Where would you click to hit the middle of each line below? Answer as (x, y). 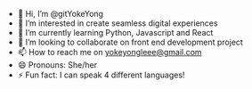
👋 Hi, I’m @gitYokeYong (61, 14)
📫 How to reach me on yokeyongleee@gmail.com (110, 52)
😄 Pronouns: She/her (57, 65)
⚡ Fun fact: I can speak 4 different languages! (101, 75)
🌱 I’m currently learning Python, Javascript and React (115, 32)
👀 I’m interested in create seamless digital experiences (118, 23)
